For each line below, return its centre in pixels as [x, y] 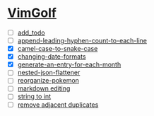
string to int [34, 96]
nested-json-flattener [49, 73]
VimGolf [32, 13]
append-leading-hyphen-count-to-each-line [82, 41]
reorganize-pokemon [48, 81]
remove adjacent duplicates [58, 105]
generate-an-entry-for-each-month [69, 64]
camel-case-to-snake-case [58, 49]
